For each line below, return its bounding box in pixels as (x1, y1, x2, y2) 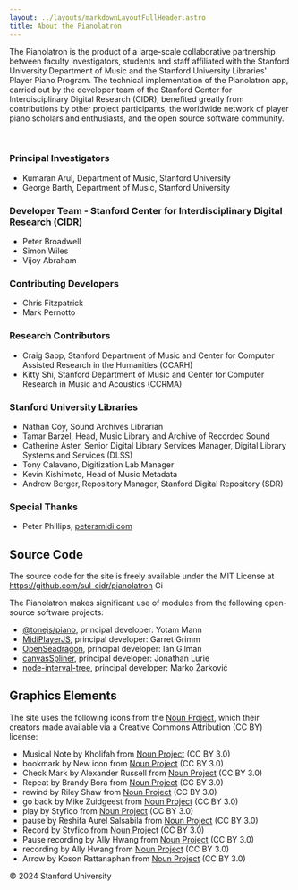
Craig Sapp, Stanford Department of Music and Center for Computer (21, 350, 275, 361)
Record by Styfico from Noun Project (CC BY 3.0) (21, 825, 205, 835)
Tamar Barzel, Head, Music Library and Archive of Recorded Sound (21, 431, 270, 441)
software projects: (37, 607, 105, 618)
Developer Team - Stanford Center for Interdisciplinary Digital (9, 204, 284, 217)
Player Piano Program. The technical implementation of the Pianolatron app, (9, 74, 289, 85)
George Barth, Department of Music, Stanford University (21, 182, 231, 193)
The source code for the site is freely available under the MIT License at (9, 570, 275, 582)
